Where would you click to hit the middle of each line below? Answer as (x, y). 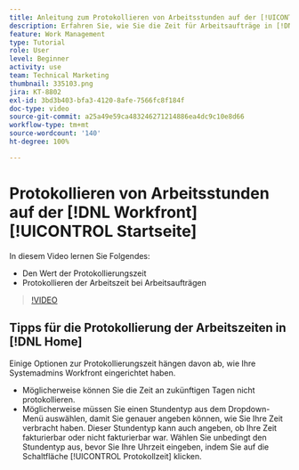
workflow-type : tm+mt (49, 126)
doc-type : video (39, 109)
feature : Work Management (57, 34)
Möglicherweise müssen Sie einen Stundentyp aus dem (124, 409)
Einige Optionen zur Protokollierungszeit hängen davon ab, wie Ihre (133, 363)
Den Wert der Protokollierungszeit (84, 273)
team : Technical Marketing (59, 76)
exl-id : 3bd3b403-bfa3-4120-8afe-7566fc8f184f (97, 100)
